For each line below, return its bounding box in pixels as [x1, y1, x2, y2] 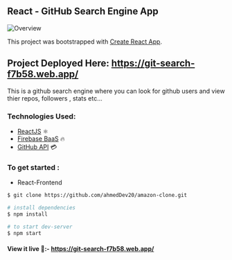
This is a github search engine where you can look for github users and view [7, 87, 225, 95]
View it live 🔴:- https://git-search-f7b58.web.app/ [7, 245, 154, 253]
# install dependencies [7, 205, 76, 211]
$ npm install [7, 211, 48, 218]
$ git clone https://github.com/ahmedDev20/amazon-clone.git [7, 192, 188, 199]
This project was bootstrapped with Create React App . [7, 37, 163, 46]
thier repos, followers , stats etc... [7, 94, 102, 103]
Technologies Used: [7, 111, 76, 121]
